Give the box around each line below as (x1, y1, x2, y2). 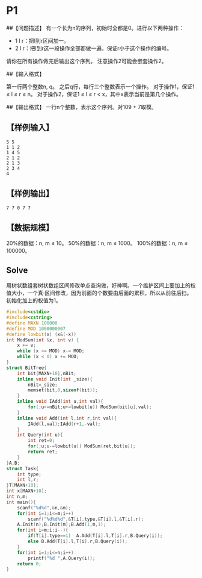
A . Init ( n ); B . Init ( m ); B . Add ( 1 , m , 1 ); (17, 521, 106, 527)
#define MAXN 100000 (6, 320, 58, 326)
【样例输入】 (6, 123, 54, 133)
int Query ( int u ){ (17, 432, 63, 438)
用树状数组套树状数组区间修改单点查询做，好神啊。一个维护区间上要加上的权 (6, 282, 196, 289)
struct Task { (6, 465, 39, 471)
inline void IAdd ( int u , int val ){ (17, 399, 103, 405)
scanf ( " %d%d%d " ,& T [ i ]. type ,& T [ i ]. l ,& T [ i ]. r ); (28, 516, 144, 522)
